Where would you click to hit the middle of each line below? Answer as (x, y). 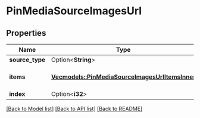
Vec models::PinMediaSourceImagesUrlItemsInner (123, 77)
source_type (27, 60)
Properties (26, 33)
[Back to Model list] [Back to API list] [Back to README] (74, 109)
